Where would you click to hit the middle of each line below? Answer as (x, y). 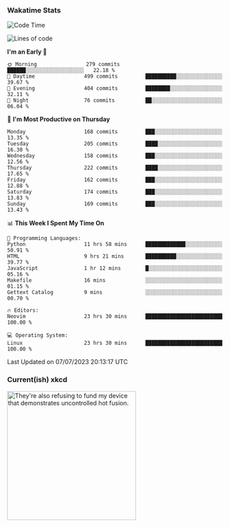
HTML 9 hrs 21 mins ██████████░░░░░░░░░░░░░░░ (115, 256)
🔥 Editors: (23, 311)
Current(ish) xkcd (37, 380)
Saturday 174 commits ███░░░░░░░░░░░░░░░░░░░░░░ (115, 192)
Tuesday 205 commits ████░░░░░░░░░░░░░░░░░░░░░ (115, 144)
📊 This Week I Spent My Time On (56, 223)
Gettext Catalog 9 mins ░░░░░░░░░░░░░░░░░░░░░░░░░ (115, 293)
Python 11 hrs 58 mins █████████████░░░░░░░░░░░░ (115, 245)
